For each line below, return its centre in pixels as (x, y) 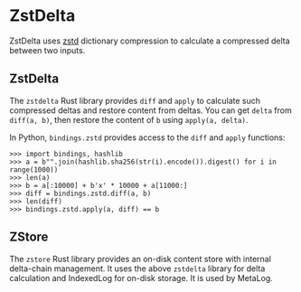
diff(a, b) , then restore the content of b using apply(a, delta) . (129, 119)
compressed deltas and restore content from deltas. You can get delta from (150, 110)
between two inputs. (47, 50)
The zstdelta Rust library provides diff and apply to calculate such (135, 100)
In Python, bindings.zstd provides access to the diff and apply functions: (147, 137)
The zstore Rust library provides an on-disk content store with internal (140, 259)
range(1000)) (34, 170)
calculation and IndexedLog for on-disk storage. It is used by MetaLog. (141, 278)
